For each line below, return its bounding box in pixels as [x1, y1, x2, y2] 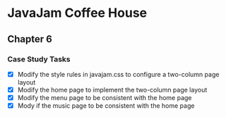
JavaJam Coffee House [7, 5, 147, 21]
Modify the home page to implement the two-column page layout [17, 85, 208, 94]
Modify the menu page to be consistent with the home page [17, 94, 192, 101]
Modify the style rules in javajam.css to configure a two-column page [17, 70, 220, 78]
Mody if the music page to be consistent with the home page [17, 101, 195, 110]
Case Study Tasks [7, 54, 71, 64]
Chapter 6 [7, 33, 53, 45]
